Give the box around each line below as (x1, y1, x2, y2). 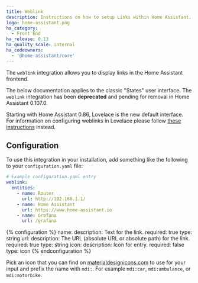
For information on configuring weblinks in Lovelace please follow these (6, 117, 181, 124)
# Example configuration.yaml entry (6, 174, 96, 180)
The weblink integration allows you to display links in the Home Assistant (6, 69, 183, 76)
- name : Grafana (17, 213, 57, 218)
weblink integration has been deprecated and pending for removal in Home (6, 93, 190, 100)
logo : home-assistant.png (6, 20, 70, 25)
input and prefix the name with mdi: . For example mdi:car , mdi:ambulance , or (6, 265, 191, 272)
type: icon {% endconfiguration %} (6, 247, 92, 255)
